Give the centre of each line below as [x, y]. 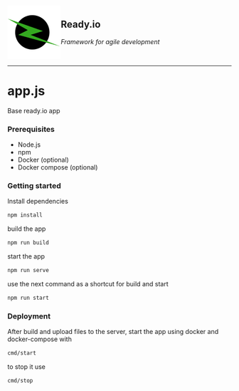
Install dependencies [38, 202]
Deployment [29, 316]
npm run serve [28, 271]
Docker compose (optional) [58, 167]
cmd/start [22, 353]
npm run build [28, 243]
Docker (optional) [43, 160]
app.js [26, 91]
